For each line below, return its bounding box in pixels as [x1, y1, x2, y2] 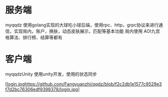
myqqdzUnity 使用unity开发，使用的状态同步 [5, 71, 97, 77]
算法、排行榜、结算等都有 [9, 34, 63, 40]
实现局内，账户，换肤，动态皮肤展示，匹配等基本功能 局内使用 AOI [14, 28, 151, 34]
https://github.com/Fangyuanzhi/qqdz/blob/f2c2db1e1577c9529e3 [24, 81, 162, 87]
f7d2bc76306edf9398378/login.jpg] [5, 86, 80, 92]
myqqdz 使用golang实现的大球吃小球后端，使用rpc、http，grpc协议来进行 [5, 22, 159, 28]
